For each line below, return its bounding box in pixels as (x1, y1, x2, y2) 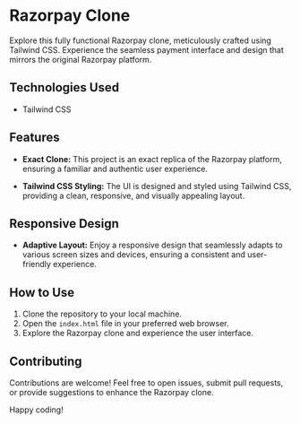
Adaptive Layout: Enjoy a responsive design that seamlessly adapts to (21, 239, 283, 251)
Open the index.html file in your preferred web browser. (21, 318, 230, 329)
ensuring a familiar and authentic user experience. (21, 163, 209, 174)
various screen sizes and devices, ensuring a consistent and (21, 249, 246, 260)
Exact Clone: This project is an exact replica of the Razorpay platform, (21, 153, 282, 164)
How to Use (9, 284, 75, 300)
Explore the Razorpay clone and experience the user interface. (21, 328, 253, 339)
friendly (21, 259, 52, 270)
